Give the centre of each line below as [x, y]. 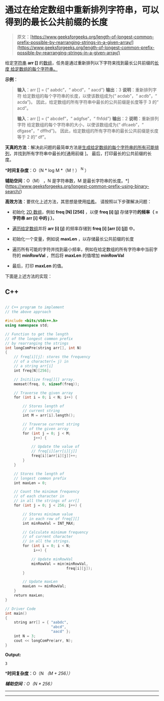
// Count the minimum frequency [47, 492]
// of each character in [39, 496]
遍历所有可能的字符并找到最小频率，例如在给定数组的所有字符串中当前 [83, 249]
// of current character [48, 537]
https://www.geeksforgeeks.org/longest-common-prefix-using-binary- [78, 186]
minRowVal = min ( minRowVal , [60, 564]
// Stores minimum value [48, 514]
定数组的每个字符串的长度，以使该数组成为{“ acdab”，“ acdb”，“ [92, 96]
